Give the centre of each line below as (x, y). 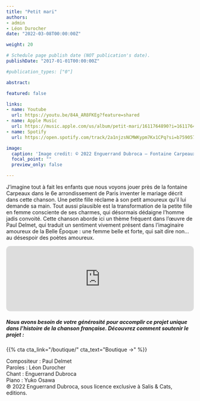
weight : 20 (20, 45)
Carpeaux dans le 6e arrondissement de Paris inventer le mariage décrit (94, 193)
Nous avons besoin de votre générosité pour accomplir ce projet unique (97, 322)
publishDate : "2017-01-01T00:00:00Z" (53, 61)
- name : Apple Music (32, 121)
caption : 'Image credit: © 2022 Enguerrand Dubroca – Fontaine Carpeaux (104, 154)
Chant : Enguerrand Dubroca (41, 374)
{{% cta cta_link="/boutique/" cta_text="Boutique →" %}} (77, 349)
